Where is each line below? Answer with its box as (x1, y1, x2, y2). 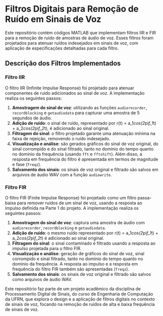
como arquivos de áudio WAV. (12, 276, 72, 282)
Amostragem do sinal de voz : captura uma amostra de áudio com (12, 219, 145, 225)
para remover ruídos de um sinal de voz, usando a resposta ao (17, 200, 143, 206)
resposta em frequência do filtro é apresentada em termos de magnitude (12, 156, 158, 162)
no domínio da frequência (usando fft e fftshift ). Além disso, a (12, 151, 143, 157)
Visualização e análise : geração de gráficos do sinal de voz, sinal (12, 250, 145, 256)
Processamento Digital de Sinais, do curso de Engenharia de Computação (5, 291, 153, 297)
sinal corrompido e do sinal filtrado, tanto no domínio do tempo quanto (12, 146, 154, 151)
